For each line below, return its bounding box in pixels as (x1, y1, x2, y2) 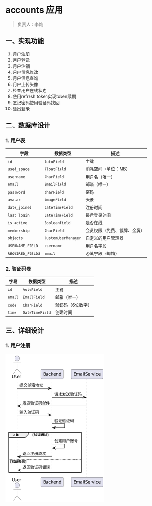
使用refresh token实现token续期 (12, 93, 76, 99)
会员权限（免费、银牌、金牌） (85, 227, 145, 234)
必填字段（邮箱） (85, 251, 120, 256)
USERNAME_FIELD (7, 244, 38, 249)
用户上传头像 (12, 81, 38, 87)
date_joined (7, 205, 32, 210)
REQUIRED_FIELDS (7, 251, 41, 256)
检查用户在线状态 (12, 87, 47, 93)
